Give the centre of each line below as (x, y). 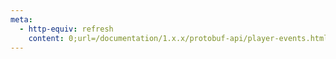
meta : (21, 19)
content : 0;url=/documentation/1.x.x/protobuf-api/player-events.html (178, 38)
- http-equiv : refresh (66, 29)
